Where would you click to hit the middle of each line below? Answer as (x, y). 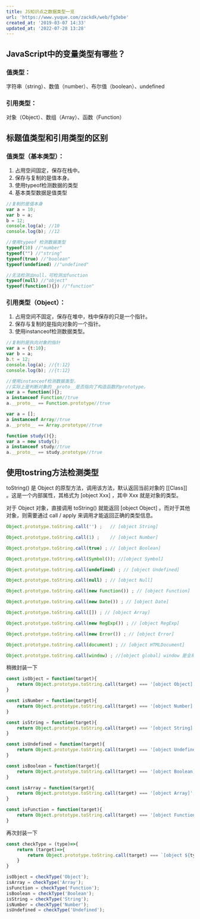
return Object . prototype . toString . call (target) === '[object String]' (106, 728)
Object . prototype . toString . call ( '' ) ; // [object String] (82, 527)
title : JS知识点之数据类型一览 (40, 12)
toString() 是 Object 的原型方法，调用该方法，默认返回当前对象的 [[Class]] (97, 488)
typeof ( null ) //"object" (37, 281)
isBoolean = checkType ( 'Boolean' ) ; (50, 893)
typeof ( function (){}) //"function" (50, 286)
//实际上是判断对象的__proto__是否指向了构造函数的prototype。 (77, 387)
